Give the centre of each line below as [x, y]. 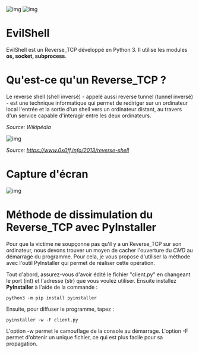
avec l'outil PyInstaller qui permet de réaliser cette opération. [81, 263]
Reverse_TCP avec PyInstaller [81, 227]
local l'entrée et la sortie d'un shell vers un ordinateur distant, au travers [94, 109]
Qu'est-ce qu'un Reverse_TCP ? [86, 80]
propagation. [22, 343]
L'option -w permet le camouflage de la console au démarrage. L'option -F [97, 331]
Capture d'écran [47, 174]
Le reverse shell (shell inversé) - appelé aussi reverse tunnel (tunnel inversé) [100, 96]
